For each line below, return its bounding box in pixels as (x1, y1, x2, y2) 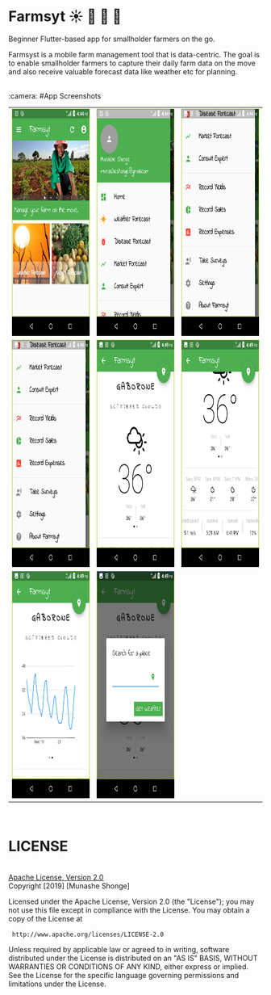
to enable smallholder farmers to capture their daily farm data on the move (8, 58, 256, 68)
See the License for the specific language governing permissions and (8, 970, 240, 980)
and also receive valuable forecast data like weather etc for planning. (8, 66, 238, 76)
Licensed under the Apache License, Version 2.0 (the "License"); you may (8, 896, 255, 906)
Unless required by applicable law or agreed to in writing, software (8, 944, 230, 954)
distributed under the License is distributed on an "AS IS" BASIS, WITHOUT (8, 953, 258, 963)
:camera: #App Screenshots (8, 90, 102, 100)
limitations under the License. (8, 979, 106, 989)
